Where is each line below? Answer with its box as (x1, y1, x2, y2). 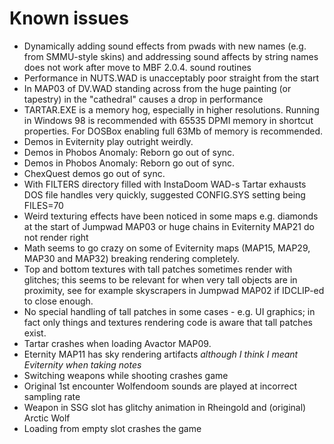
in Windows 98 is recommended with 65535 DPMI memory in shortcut (23, 114, 314, 126)
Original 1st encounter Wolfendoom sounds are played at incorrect (23, 380, 297, 392)
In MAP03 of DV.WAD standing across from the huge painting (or (23, 82, 292, 94)
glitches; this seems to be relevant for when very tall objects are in (23, 273, 298, 286)
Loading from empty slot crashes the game (23, 422, 202, 434)
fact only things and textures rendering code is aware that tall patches (23, 316, 313, 328)
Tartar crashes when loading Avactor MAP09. (23, 337, 212, 349)
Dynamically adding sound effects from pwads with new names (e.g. (23, 40, 307, 52)
